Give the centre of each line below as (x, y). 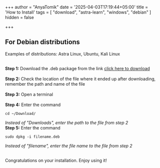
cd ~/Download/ (20, 113)
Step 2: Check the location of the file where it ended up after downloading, (80, 79)
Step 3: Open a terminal (29, 94)
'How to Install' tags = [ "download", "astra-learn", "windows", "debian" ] (78, 12)
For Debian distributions (43, 42)
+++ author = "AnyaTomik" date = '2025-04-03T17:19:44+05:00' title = (77, 7)
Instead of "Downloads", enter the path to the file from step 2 (67, 122)
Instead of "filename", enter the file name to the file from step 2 (69, 146)
